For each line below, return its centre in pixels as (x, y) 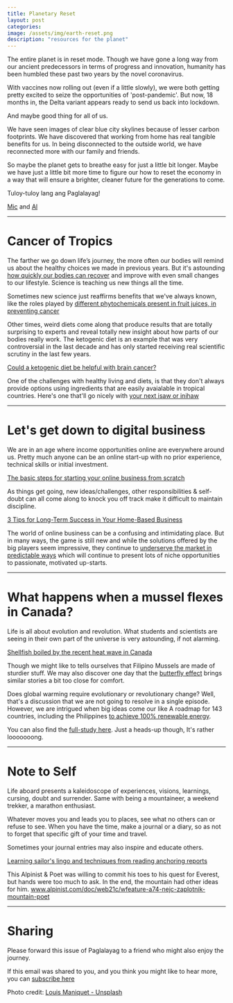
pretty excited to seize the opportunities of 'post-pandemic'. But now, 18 (110, 95)
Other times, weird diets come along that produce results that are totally (110, 325)
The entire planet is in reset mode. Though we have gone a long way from (113, 59)
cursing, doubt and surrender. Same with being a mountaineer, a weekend (113, 798)
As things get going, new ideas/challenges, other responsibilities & (102, 491)
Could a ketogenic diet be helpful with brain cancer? (82, 368)
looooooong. (25, 737)
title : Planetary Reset (42, 14)
